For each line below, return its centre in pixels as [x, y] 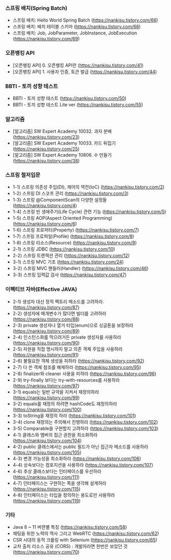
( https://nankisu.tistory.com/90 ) [46, 343]
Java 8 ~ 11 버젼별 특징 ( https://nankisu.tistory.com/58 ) [70, 527]
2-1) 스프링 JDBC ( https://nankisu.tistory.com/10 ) [64, 249]
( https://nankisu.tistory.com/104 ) [47, 440]
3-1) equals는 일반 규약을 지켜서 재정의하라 [56, 392]
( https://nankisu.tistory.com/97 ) [46, 386]
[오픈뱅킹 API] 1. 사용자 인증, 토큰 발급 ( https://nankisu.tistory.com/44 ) [85, 71]
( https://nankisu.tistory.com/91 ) [46, 355]
